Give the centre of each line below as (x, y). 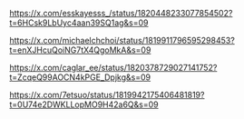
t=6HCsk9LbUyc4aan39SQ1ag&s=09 (79, 23)
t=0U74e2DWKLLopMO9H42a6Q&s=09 (84, 104)
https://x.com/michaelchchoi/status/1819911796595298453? (122, 40)
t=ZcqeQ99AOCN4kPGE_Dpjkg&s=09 (80, 77)
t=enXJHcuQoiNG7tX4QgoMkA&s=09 (80, 50)
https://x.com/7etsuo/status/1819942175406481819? (107, 95)
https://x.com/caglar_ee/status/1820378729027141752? (113, 68)
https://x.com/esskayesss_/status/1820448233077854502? (121, 13)
